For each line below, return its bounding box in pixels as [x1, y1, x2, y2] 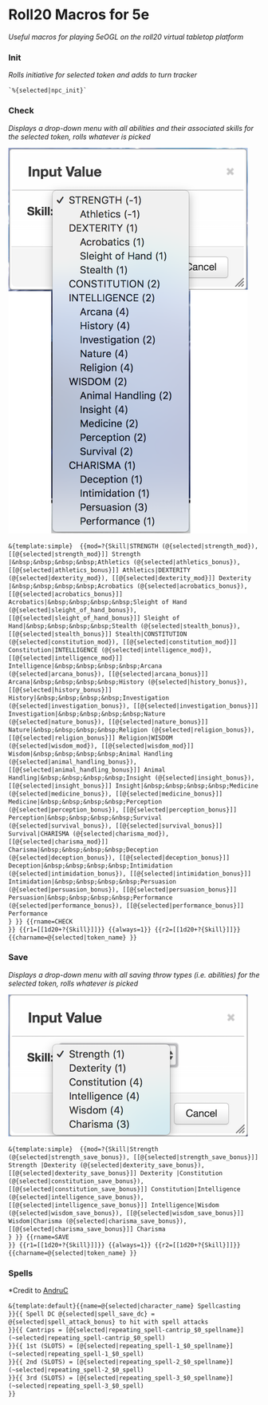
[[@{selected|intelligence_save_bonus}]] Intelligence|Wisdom [8, 1201, 219, 1209]
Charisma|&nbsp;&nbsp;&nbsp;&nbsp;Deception [8, 845, 159, 854]
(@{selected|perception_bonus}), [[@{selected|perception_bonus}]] [8, 805, 238, 814]
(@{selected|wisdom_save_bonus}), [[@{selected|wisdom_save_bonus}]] [8, 1209, 245, 1217]
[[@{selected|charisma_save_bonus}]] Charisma [8, 1224, 166, 1233]
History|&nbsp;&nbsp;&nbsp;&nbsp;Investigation [8, 693, 170, 702]
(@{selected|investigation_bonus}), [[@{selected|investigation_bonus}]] [8, 701, 259, 710]
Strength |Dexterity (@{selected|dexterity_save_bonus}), [8, 1161, 205, 1169]
